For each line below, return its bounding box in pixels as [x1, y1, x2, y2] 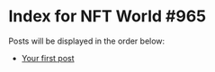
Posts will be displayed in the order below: [8, 36, 166, 46]
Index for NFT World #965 [8, 6, 207, 27]
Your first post [21, 52, 75, 63]
